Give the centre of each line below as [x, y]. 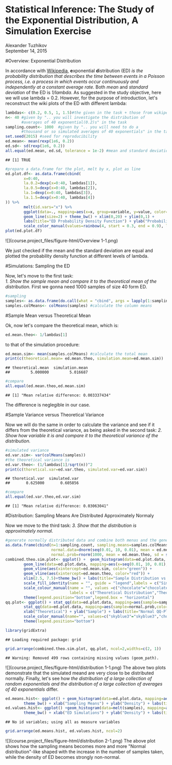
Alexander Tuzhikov [26, 45]
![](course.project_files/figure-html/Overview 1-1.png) [62, 241]
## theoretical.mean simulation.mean [47, 368]
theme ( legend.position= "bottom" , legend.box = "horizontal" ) [89, 598]
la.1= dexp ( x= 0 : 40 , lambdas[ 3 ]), [58, 193]
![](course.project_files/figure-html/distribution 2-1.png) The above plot [80, 741]
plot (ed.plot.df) [24, 231]
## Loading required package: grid [43, 640]
